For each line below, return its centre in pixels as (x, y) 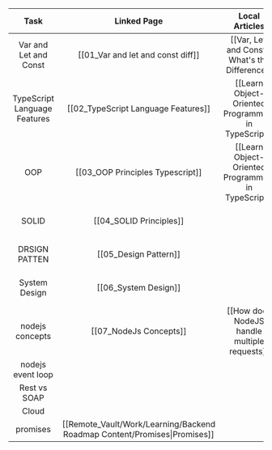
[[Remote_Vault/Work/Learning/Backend (139, 424)
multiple (249, 341)
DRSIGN (33, 249)
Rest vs (33, 388)
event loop (34, 374)
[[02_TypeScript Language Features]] (138, 108)
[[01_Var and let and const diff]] (139, 55)
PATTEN (33, 259)
